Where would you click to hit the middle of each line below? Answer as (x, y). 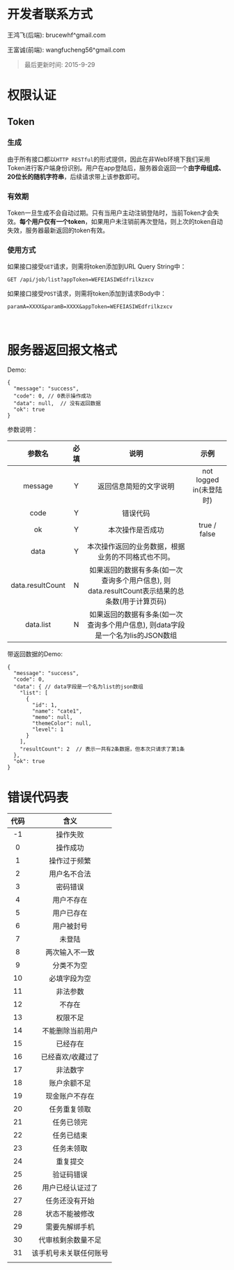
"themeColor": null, (62, 724)
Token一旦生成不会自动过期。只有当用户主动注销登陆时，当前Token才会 (110, 213)
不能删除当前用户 (70, 1031)
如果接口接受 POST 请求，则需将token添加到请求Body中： (87, 294)
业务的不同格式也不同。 (136, 557)
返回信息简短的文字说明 (136, 487)
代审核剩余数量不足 (70, 1240)
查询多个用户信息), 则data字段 (136, 625)
